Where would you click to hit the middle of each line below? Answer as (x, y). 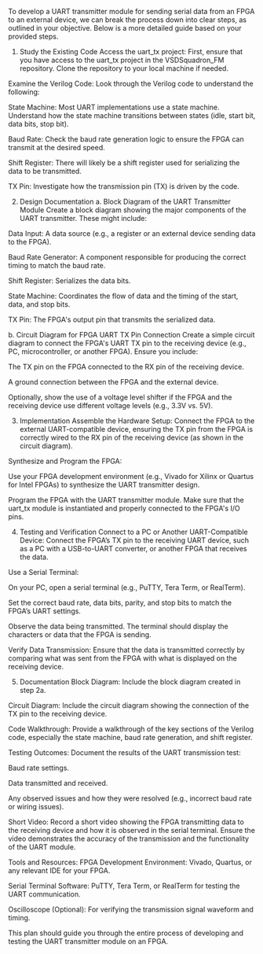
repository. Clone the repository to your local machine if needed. (124, 68)
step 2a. (33, 690)
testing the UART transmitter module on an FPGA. (88, 941)
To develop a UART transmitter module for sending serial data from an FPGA (131, 11)
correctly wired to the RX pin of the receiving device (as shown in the (131, 437)
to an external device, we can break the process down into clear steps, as (128, 20)
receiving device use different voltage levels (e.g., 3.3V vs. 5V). (111, 405)
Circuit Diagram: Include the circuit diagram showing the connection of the (129, 705)
